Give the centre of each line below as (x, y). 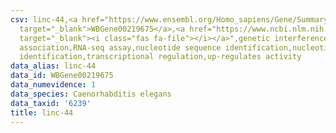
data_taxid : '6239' (51, 103)
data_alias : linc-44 (53, 66)
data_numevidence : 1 (53, 85)
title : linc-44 (42, 112)
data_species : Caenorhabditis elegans (91, 94)
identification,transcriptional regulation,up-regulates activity (160, 57)
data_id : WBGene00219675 (62, 76)
